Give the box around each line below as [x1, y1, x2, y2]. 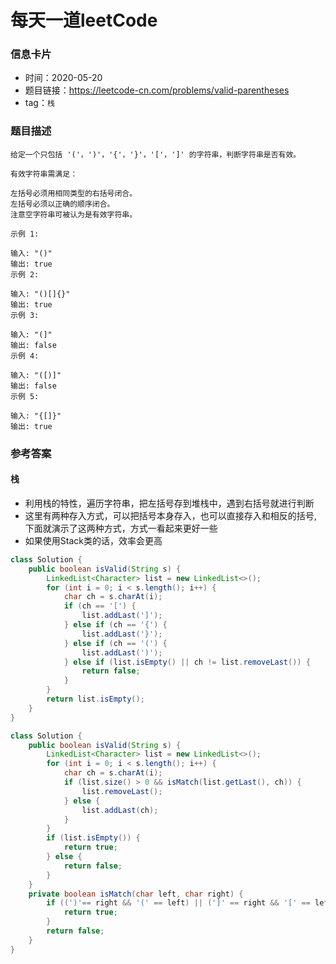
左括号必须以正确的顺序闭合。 [10, 199, 115, 209]
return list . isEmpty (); [46, 694, 145, 705]
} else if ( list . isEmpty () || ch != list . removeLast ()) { [63, 657, 311, 667]
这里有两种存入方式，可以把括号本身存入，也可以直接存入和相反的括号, [24, 509, 317, 521]
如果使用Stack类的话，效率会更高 [24, 534, 163, 546]
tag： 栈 [24, 97, 55, 109]
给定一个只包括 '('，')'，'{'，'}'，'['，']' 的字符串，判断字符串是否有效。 [10, 149, 302, 160]
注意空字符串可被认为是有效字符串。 [10, 209, 138, 220]
